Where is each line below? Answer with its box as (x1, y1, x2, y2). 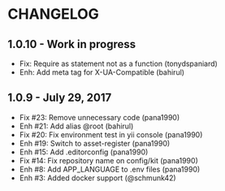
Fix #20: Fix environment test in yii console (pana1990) (19, 129, 203, 139)
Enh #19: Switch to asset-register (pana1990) (19, 138, 171, 148)
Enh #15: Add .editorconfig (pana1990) (19, 147, 149, 157)
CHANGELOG (7, 5, 99, 24)
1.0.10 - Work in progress (7, 37, 136, 51)
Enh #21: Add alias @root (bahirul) (19, 121, 134, 131)
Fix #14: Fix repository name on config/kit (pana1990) (19, 155, 198, 165)
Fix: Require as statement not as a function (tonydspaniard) (19, 59, 219, 68)
